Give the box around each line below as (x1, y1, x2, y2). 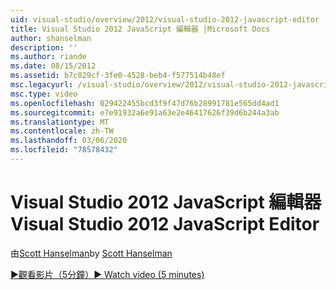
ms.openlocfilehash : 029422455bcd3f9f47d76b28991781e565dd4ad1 (10, 98, 280, 108)
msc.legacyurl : (10, 80, 74, 90)
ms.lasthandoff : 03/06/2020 (10, 136, 128, 146)
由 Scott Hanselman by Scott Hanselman (10, 247, 173, 259)
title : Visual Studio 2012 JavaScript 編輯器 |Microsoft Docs (10, 24, 271, 34)
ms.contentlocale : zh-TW (10, 126, 114, 136)
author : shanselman (10, 33, 92, 43)
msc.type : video (10, 89, 78, 99)
